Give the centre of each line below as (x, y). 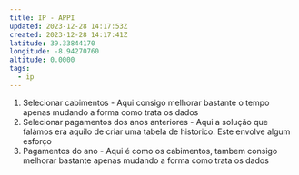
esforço (37, 141)
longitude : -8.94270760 (55, 52)
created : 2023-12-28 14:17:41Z (69, 34)
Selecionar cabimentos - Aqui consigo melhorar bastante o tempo (146, 102)
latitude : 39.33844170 (52, 43)
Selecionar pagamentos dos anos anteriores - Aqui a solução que (145, 122)
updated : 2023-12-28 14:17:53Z (69, 26)
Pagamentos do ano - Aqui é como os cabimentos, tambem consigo (150, 151)
